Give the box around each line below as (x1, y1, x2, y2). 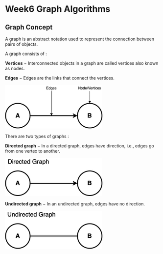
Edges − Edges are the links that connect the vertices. (5, 75, 115, 81)
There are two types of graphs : (5, 134, 70, 139)
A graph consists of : (5, 51, 47, 56)
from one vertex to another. (5, 148, 60, 154)
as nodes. (5, 65, 25, 71)
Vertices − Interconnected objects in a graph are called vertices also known (5, 60, 159, 66)
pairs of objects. (5, 41, 38, 47)
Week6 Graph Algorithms (5, 3, 111, 15)
